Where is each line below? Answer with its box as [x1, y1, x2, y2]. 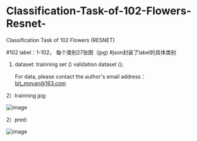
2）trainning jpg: [6, 92, 47, 99]
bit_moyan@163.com [14, 79, 66, 87]
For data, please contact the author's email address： [14, 73, 147, 80]
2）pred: [6, 116, 28, 123]
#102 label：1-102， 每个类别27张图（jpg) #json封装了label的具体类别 [6, 49, 177, 56]
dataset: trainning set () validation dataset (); [14, 61, 123, 68]
